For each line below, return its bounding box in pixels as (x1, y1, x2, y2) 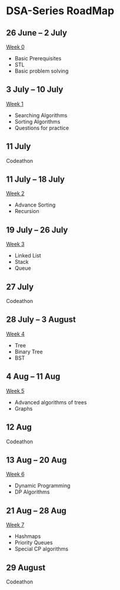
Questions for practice (14, 124, 69, 131)
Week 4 (6, 330, 25, 337)
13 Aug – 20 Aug (6, 454, 67, 465)
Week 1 (6, 100, 24, 107)
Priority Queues (14, 539, 53, 546)
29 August (6, 562, 46, 572)
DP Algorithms (14, 488, 50, 495)
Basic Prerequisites (14, 55, 62, 62)
